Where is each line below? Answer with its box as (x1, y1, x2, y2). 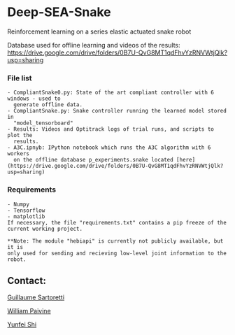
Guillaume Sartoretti (7, 293, 65, 301)
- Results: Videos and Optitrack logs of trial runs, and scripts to (7, 126, 215, 133)
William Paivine (7, 307, 51, 315)
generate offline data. (13, 101, 83, 108)
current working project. (7, 225, 83, 232)
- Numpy (7, 201, 30, 208)
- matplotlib (7, 213, 45, 220)
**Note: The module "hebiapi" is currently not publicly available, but (7, 237, 224, 245)
